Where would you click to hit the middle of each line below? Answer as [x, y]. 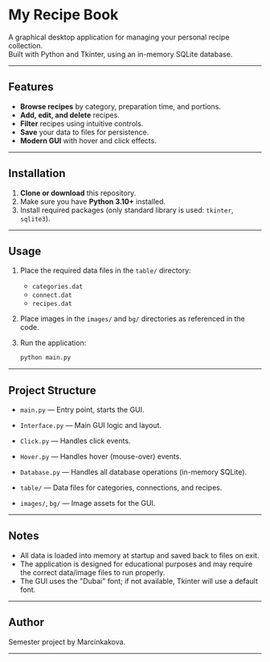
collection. [26, 45]
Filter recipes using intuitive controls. [82, 123]
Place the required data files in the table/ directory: [105, 270]
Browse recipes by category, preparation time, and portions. [120, 106]
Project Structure [52, 391]
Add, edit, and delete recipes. [70, 115]
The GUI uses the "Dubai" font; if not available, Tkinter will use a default [139, 581]
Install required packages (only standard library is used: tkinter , [127, 210]
